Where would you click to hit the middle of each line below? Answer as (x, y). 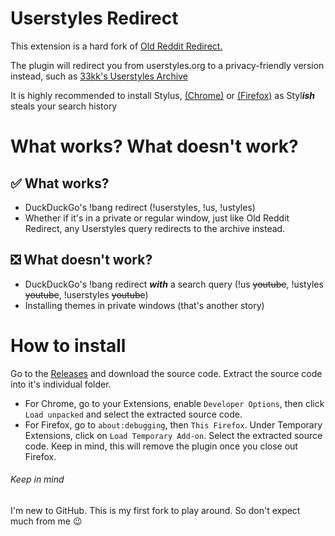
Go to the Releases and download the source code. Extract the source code (166, 373)
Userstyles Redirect (94, 18)
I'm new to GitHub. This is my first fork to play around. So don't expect (155, 510)
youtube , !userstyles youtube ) (86, 294)
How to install (68, 345)
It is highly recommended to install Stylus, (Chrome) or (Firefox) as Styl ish (162, 95)
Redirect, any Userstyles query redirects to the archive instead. (155, 228)
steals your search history (64, 106)
